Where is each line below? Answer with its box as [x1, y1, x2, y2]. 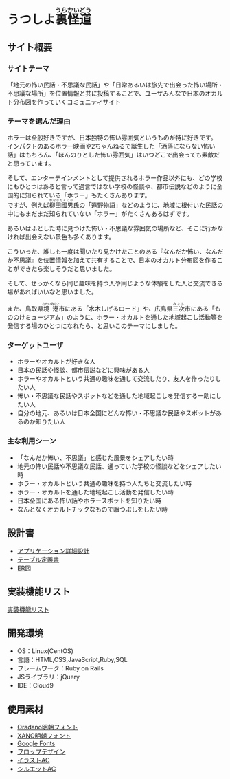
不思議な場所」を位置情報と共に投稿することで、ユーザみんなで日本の [7, 89, 205, 97]
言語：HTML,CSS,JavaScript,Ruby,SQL [16, 656, 128, 664]
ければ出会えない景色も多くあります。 [7, 233, 115, 241]
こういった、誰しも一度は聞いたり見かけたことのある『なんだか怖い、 [7, 248, 206, 256]
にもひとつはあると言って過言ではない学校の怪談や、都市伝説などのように [7, 182, 217, 191]
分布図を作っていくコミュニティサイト [12, 98, 122, 106]
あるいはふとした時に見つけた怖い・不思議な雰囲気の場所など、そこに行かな [7, 224, 224, 232]
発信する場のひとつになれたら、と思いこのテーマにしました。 [7, 322, 182, 330]
